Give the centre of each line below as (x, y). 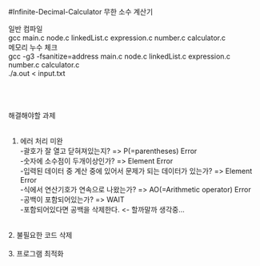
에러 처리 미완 (41, 141)
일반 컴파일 (26, 29)
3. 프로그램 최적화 (36, 254)
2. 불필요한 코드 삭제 (40, 235)
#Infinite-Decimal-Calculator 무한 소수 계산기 (81, 12)
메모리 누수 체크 (33, 47)
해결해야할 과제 (32, 115)
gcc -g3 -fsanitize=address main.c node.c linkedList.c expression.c (119, 56)
